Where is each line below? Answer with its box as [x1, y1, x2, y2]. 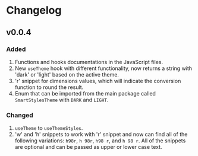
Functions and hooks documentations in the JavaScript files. [14, 58, 164, 65]
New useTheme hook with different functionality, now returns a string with [14, 65, 192, 72]
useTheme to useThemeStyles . [14, 125, 83, 132]
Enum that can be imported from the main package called [14, 90, 156, 97]
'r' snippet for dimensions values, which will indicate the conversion [14, 77, 181, 84]
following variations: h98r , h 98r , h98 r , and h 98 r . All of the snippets [14, 137, 186, 144]
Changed [6, 111, 34, 119]
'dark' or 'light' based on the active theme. [14, 71, 119, 78]
